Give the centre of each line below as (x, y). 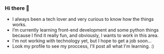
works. (19, 24)
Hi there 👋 (17, 8)
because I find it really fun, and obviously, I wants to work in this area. (85, 36)
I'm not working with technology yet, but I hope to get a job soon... (82, 41)
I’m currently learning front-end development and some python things (85, 30)
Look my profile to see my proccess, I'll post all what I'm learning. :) (83, 46)
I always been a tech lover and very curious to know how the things (83, 19)
